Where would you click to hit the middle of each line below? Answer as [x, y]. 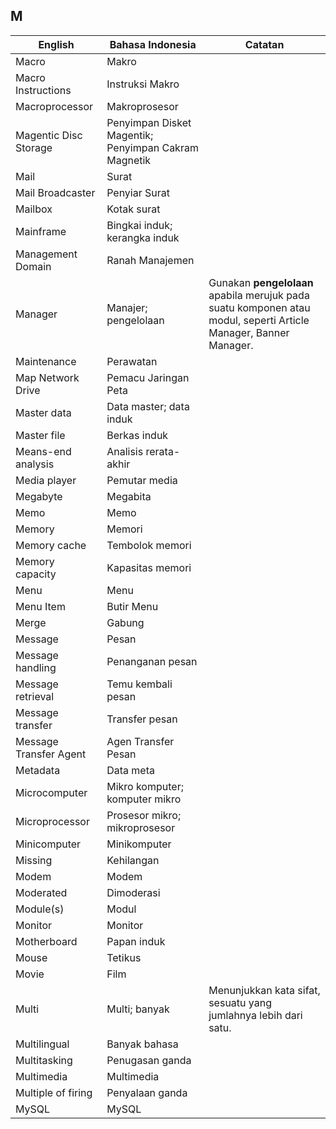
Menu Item [40, 606]
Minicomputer [48, 844]
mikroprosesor [141, 827]
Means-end [43, 451]
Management [46, 254]
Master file [40, 435]
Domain [33, 266]
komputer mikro [144, 799]
